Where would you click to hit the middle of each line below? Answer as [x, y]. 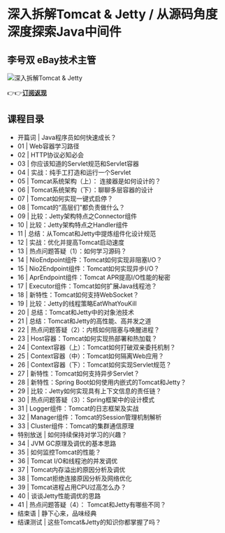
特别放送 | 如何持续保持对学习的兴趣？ [72, 434]
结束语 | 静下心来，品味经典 [57, 513]
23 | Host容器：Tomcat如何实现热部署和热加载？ [87, 338]
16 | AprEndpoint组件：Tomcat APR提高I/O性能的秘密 [94, 277]
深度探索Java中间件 [64, 32]
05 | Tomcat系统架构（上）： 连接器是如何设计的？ [89, 181]
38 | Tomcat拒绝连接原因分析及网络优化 [74, 478]
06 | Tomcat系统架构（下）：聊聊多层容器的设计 [85, 190]
